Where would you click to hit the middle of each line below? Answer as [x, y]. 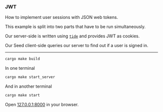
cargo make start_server [30, 77]
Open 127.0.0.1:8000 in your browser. [42, 104]
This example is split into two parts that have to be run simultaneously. [75, 27]
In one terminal [20, 68]
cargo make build [23, 59]
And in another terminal [29, 86]
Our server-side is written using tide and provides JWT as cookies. [72, 36]
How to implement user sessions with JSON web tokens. [62, 17]
